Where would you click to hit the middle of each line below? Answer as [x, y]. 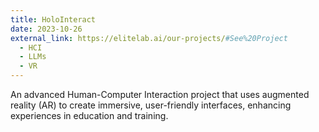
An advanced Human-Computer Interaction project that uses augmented [160, 94]
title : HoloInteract [53, 19]
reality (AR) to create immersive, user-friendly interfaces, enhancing [151, 105]
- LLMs [33, 57]
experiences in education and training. [89, 115]
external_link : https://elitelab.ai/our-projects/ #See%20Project [149, 38]
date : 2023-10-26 [46, 29]
